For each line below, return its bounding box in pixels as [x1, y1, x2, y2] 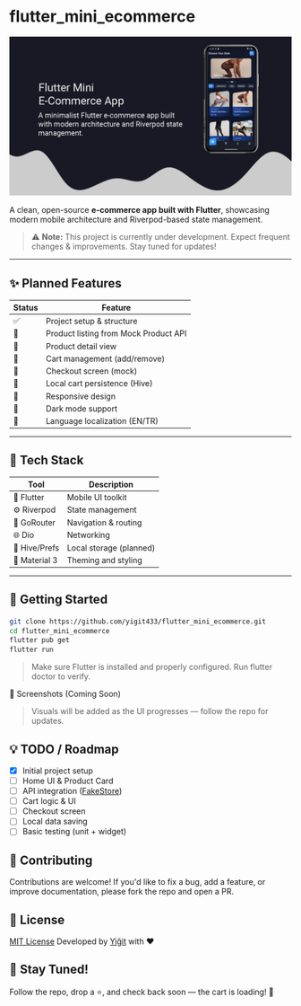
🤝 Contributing [9, 852, 93, 868]
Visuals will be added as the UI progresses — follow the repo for [30, 706, 269, 717]
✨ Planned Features [9, 276, 123, 291]
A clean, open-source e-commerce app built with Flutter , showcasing [9, 205, 271, 216]
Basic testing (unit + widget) [21, 826, 127, 837]
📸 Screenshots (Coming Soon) [9, 689, 121, 700]
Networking [66, 530, 110, 541]
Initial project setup [21, 765, 94, 776]
